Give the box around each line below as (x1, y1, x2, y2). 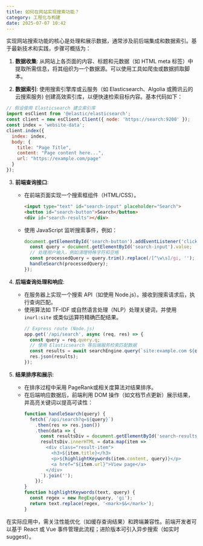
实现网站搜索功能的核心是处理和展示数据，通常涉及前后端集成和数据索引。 (6, 37, 192, 45)
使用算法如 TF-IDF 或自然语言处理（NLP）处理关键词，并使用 (24, 306, 177, 313)
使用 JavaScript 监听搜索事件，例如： (24, 226, 118, 233)
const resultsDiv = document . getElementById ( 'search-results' (40, 433, 201, 439)
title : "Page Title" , (17, 144, 71, 151)
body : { (11, 139, 31, 145)
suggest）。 (6, 533, 34, 540)
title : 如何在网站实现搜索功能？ (6, 8, 80, 15)
